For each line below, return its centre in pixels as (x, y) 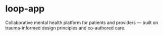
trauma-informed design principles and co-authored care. (65, 27)
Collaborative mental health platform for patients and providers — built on (82, 22)
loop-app (25, 9)
